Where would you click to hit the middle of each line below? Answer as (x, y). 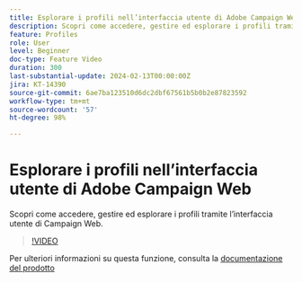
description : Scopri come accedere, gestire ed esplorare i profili (140, 26)
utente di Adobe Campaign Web (130, 189)
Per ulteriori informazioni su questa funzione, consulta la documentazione (146, 259)
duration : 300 (36, 68)
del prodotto (32, 268)
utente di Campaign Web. (56, 224)
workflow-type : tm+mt (50, 101)
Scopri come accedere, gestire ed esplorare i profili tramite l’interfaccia (141, 214)
